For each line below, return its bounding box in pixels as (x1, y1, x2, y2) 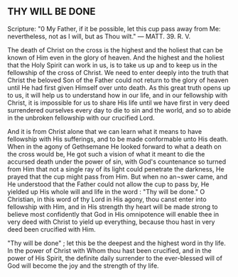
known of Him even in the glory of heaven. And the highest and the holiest (7, 53, 225, 62)
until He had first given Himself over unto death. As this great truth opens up (7, 83, 231, 91)
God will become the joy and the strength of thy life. (7, 261, 159, 270)
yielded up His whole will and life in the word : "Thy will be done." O (7, 187, 205, 196)
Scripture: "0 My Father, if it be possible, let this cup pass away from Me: (7, 24, 221, 33)
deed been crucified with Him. (7, 225, 96, 233)
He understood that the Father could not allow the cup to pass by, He (7, 180, 210, 188)
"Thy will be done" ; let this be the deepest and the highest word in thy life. (7, 239, 226, 247)
